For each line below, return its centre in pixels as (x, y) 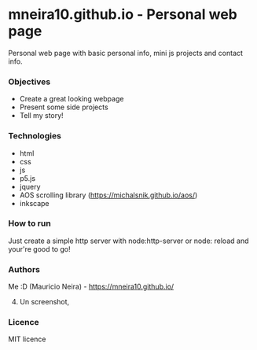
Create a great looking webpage (72, 99)
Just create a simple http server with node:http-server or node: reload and (128, 241)
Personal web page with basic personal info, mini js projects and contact (126, 53)
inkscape (34, 203)
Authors (24, 269)
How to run (29, 223)
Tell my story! (42, 116)
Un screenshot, (44, 302)
